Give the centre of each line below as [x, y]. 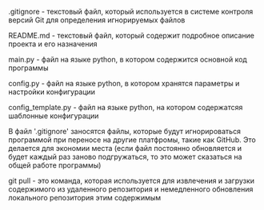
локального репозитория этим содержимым [85, 198]
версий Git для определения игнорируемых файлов [97, 20]
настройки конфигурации [52, 92]
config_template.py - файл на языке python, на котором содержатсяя [126, 107]
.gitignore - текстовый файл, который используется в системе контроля [131, 12]
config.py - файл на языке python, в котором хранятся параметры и [124, 83]
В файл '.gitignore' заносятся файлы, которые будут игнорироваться [125, 131]
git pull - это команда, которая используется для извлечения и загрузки [131, 180]
